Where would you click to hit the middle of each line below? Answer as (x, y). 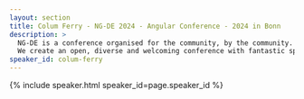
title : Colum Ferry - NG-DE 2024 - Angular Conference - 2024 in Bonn (145, 26)
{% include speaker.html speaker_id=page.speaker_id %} (116, 85)
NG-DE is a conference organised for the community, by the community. (156, 43)
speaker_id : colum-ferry (56, 59)
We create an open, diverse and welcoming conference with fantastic (151, 51)
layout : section (40, 18)
